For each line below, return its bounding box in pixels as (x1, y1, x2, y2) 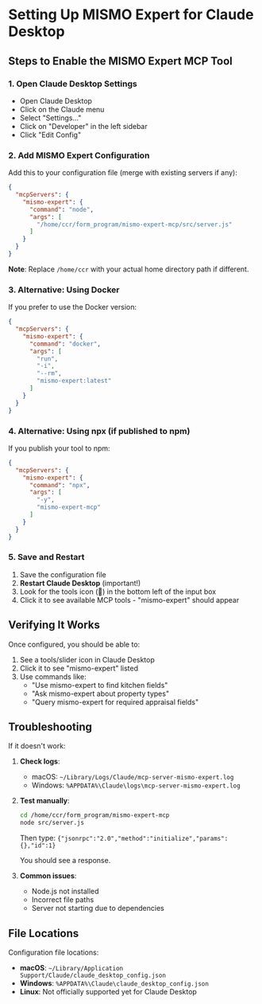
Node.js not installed (31, 886, 99, 897)
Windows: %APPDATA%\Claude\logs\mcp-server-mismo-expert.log (31, 780, 241, 790)
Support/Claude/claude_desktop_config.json (19, 971, 167, 979)
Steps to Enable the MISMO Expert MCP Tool (8, 54, 233, 68)
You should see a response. (19, 856, 111, 865)
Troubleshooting (8, 721, 93, 734)
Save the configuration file (19, 569, 107, 579)
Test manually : (19, 796, 70, 806)
